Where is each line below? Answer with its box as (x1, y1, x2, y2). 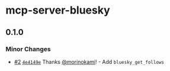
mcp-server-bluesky (5, 4, 110, 17)
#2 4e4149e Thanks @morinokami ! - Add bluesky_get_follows (14, 58, 164, 65)
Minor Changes (5, 45, 51, 53)
